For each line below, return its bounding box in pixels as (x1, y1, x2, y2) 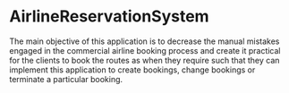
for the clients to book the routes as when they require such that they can (9, 55, 280, 65)
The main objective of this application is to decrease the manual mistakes (9, 36, 280, 46)
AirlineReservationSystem (9, 6, 209, 27)
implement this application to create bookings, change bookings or (9, 64, 256, 75)
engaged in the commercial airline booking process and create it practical (9, 45, 281, 55)
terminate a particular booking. (9, 73, 123, 84)
